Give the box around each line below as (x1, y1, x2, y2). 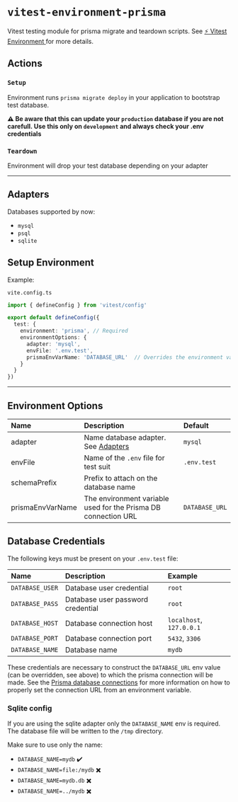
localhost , (167, 614, 203, 624)
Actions (7, 57, 42, 69)
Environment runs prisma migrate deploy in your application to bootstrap (7, 93, 220, 101)
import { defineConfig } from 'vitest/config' (7, 302, 147, 309)
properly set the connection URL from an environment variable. (7, 685, 192, 694)
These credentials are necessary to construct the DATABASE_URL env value (7, 663, 221, 671)
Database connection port (64, 633, 152, 643)
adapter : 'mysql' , (25, 340, 81, 348)
